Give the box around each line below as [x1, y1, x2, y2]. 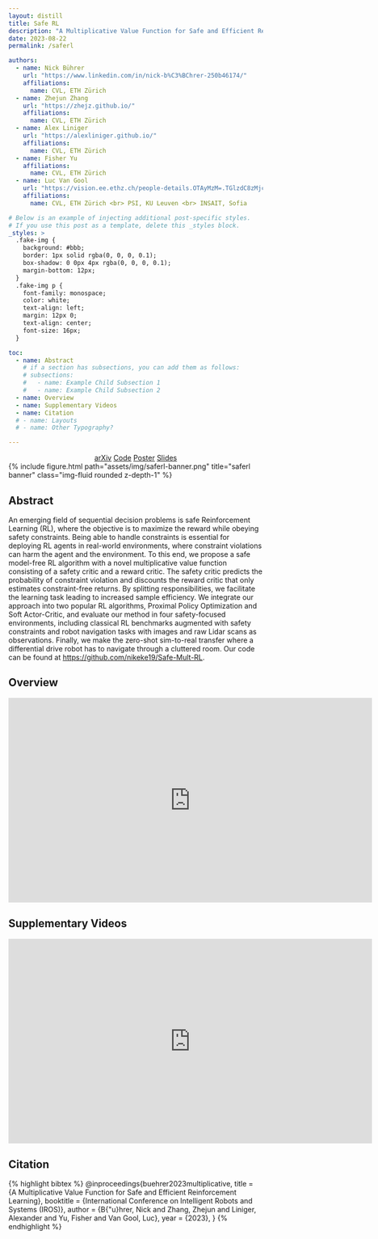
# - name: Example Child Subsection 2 [23, 386, 161, 394]
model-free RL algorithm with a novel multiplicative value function [8, 558, 228, 567]
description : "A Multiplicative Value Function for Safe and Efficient [8, 27, 254, 35]
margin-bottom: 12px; [23, 266, 95, 275]
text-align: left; [23, 304, 85, 312]
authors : [8, 57, 38, 65]
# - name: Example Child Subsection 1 [23, 379, 161, 387]
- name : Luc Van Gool [15, 177, 89, 185]
